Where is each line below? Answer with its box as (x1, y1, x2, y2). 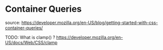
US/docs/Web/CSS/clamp (5, 39, 58, 45)
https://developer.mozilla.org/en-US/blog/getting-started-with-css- (21, 20, 158, 25)
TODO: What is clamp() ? (5, 34, 55, 40)
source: (5, 20, 21, 25)
